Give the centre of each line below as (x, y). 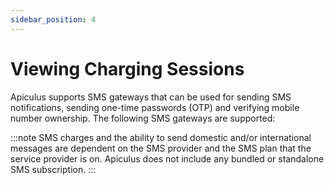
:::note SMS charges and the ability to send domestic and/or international (161, 137)
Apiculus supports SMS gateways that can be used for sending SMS (151, 97)
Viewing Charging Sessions (127, 68)
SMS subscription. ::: (53, 169)
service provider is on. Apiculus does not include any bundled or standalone (167, 158)
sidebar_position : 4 (53, 19)
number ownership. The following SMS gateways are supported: (143, 118)
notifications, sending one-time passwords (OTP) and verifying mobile (155, 107)
